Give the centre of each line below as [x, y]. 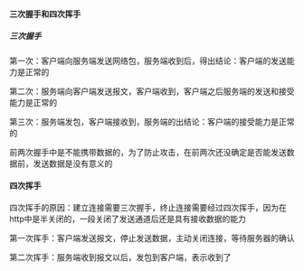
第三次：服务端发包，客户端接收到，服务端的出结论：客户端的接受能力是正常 [152, 121]
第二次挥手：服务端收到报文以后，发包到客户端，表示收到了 [120, 257]
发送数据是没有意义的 [73, 164]
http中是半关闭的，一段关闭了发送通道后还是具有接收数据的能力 [128, 219]
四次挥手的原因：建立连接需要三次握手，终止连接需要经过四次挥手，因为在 [148, 207]
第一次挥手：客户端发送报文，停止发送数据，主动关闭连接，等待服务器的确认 [152, 238]
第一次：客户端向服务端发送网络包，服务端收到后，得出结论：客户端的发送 [148, 61]
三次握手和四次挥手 [45, 14]
